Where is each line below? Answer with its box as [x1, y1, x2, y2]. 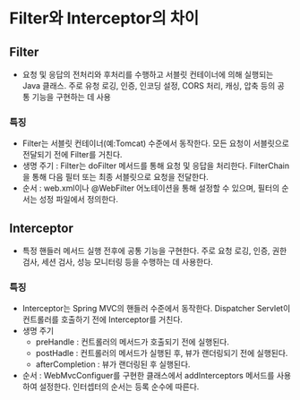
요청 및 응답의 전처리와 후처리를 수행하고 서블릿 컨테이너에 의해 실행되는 [21, 69, 274, 80]
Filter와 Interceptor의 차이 [9, 8, 200, 29]
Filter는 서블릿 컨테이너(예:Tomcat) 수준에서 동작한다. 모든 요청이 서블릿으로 [21, 138, 289, 149]
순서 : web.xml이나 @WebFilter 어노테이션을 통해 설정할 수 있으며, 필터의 [21, 183, 280, 193]
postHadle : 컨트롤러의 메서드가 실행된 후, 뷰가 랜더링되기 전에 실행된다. [35, 348, 288, 359]
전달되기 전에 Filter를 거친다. [21, 149, 123, 160]
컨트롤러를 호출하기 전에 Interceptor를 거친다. [21, 314, 184, 325]
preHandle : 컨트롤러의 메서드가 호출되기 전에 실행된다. [35, 336, 230, 347]
